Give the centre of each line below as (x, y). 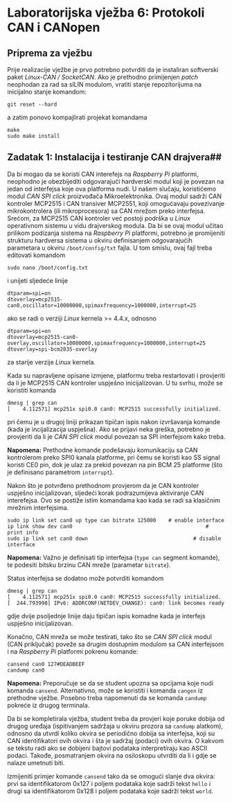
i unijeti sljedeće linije (37, 280)
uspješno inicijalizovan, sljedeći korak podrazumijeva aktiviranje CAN (106, 493)
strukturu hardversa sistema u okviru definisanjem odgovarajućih (100, 240)
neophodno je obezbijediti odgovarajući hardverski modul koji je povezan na (116, 181)
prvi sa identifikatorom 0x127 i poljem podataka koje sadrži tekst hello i (109, 783)
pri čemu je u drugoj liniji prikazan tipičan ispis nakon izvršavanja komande (114, 421)
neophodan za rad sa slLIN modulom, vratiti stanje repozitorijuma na (105, 84)
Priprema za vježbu (50, 53)
